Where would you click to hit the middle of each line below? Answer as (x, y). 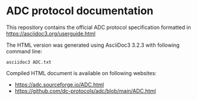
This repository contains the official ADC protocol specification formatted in (99, 27)
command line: (24, 51)
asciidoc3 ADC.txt (29, 62)
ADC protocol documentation (80, 11)
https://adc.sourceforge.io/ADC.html (59, 85)
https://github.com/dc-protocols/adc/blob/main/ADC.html (85, 91)
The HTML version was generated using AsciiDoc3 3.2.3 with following (93, 45)
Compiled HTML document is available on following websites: (82, 73)
